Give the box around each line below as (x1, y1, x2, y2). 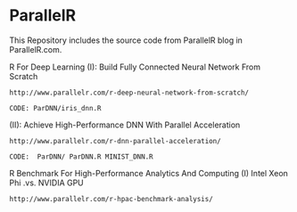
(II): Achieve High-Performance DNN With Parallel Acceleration (9, 119, 241, 130)
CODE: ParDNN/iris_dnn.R (9, 103, 102, 112)
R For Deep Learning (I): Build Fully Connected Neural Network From (9, 61, 261, 72)
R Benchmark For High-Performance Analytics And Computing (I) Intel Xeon (9, 167, 288, 178)
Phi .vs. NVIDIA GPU (9, 177, 85, 188)
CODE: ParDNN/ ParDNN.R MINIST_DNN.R (9, 152, 153, 161)
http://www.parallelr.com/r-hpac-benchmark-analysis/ (9, 194, 214, 203)
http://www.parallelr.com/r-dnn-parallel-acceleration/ (9, 136, 221, 145)
